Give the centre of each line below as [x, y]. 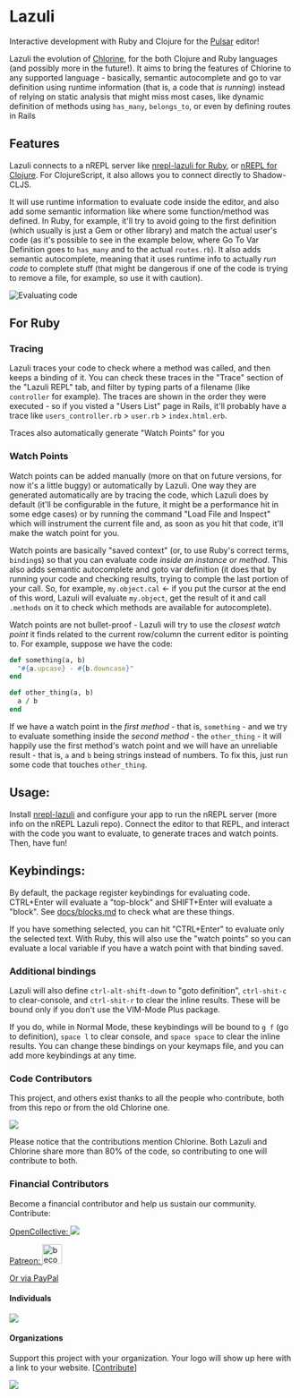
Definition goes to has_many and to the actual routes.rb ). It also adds [135, 249]
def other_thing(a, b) [51, 693]
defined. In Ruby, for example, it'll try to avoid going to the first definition [143, 220]
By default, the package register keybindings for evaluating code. [130, 892]
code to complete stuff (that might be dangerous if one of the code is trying [149, 268]
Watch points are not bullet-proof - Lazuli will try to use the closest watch [145, 625]
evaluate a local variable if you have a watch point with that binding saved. [146, 948]
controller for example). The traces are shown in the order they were [138, 396]
